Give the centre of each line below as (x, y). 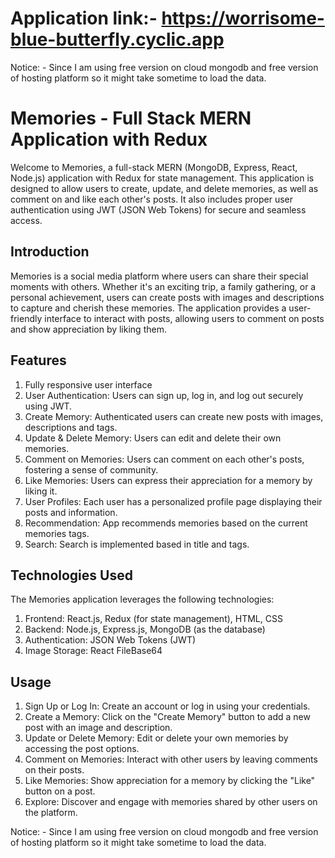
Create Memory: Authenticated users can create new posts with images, (174, 416)
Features (38, 360)
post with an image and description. (98, 728)
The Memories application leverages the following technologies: (142, 599)
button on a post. (60, 791)
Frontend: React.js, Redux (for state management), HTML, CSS (153, 619)
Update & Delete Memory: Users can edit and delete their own (153, 438)
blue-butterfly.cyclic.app (117, 39)
